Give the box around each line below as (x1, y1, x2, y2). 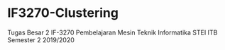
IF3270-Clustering (7, 5, 119, 21)
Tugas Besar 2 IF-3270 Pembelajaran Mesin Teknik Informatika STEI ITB (7, 28, 218, 37)
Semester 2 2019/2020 (7, 35, 75, 44)
